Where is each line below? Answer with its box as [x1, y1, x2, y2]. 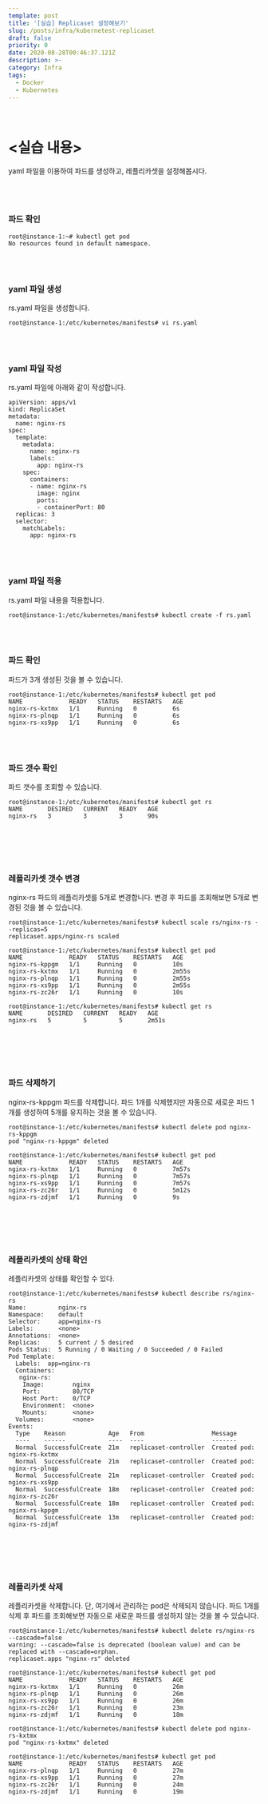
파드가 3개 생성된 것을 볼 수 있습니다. [8, 675, 124, 684]
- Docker [15, 78, 45, 86]
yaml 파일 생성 [8, 283, 62, 294]
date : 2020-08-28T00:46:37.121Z [8, 49, 116, 57]
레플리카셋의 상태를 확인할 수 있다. [8, 1273, 115, 1283]
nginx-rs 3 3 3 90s [8, 812, 159, 820]
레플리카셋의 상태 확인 [8, 1254, 88, 1265]
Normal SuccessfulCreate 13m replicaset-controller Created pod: [15, 1513, 255, 1521]
